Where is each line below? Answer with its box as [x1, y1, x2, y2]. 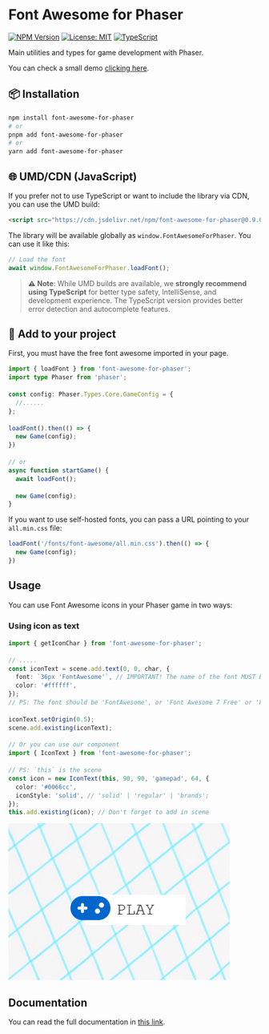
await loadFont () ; [15, 475, 78, 483]
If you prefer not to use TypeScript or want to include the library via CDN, [8, 191, 250, 200]
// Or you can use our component [8, 741, 120, 749]
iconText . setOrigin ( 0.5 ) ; [8, 715, 94, 723]
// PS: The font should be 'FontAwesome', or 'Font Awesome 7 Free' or [8, 699, 252, 707]
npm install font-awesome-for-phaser [8, 114, 134, 122]
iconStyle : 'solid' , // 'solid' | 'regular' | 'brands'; [15, 791, 210, 799]
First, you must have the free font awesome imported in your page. [8, 349, 229, 358]
